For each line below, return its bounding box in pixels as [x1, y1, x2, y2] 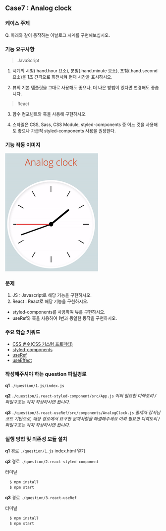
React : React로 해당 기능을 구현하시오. [12, 298, 89, 304]
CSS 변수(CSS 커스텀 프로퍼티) [12, 341, 73, 347]
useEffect [12, 357, 32, 363]
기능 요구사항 [5, 46, 35, 53]
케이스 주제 [5, 20, 30, 27]
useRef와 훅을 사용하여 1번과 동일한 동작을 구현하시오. [12, 315, 117, 321]
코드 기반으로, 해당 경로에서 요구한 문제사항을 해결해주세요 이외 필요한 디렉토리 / [5, 415, 160, 421]
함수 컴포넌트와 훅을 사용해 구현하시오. [12, 111, 87, 117]
